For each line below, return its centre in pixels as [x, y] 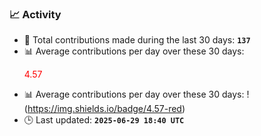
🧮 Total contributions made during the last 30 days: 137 [137, 40]
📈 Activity [35, 14]
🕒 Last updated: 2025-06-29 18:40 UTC [104, 120]
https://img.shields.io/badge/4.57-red [104, 109]
